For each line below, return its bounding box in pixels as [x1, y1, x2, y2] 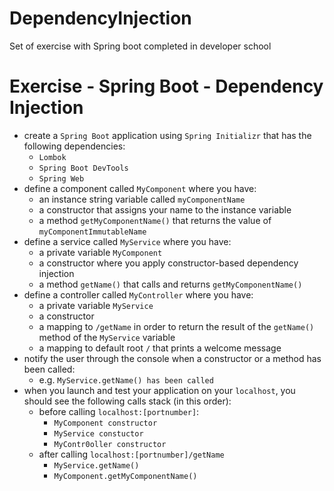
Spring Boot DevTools [38, 163, 129, 173]
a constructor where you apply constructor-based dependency [38, 257, 299, 269]
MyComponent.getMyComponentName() [53, 471, 198, 481]
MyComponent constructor [53, 418, 158, 428]
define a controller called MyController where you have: [23, 288, 254, 301]
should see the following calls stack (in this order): [23, 395, 232, 407]
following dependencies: [23, 140, 126, 152]
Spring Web [38, 173, 85, 184]
